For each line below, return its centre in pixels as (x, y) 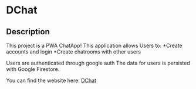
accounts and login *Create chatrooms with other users (74, 52)
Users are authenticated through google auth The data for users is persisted (98, 63)
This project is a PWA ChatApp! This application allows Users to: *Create (94, 45)
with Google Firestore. (33, 69)
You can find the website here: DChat (51, 80)
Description (28, 32)
